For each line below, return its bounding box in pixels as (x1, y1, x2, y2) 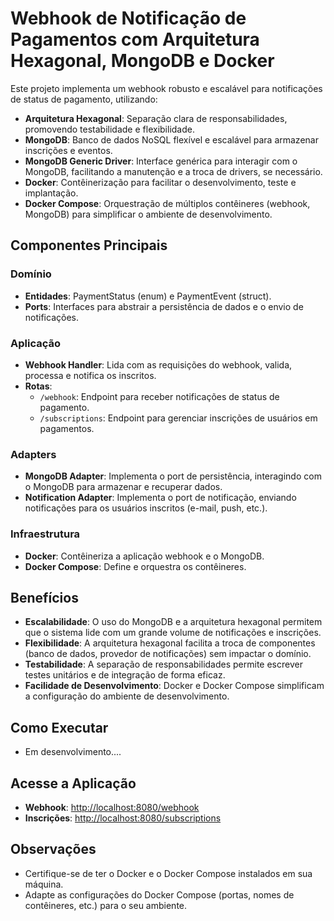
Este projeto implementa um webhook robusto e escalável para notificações (10, 82, 323, 94)
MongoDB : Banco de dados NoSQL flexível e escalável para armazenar (24, 133, 319, 146)
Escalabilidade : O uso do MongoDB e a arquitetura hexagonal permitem (24, 616, 323, 628)
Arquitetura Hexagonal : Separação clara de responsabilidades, (24, 112, 288, 124)
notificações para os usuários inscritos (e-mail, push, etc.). (24, 502, 268, 514)
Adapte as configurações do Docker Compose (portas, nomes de (24, 888, 295, 901)
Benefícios (10, 589, 79, 606)
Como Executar (10, 719, 109, 736)
